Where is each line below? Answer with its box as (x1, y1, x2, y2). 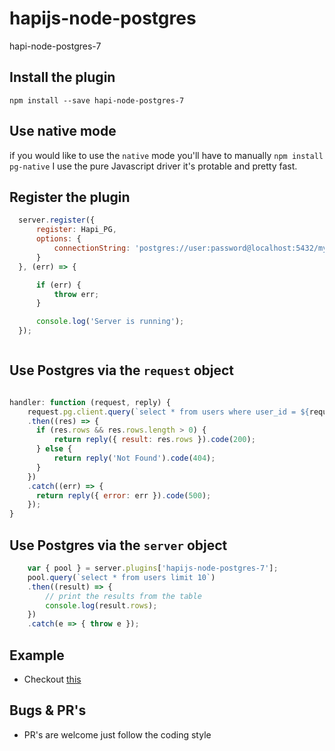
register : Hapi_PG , (35, 225, 117, 235)
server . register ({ (18, 215, 96, 226)
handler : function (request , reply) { (9, 397, 171, 407)
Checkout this (23, 673, 82, 685)
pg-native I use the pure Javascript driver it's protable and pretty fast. (9, 160, 298, 172)
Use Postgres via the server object (9, 537, 228, 554)
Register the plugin (9, 188, 131, 206)
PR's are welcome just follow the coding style (23, 728, 212, 741)
